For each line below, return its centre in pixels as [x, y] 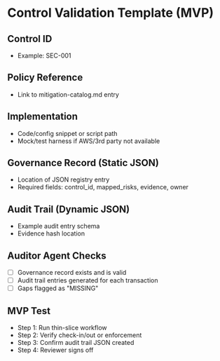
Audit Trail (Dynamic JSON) [69, 209]
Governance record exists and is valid [72, 273]
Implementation [43, 117]
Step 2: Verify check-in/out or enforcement [80, 335]
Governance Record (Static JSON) [83, 163]
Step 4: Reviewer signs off [55, 350]
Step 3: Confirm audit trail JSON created [76, 343]
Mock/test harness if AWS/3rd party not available [89, 141]
